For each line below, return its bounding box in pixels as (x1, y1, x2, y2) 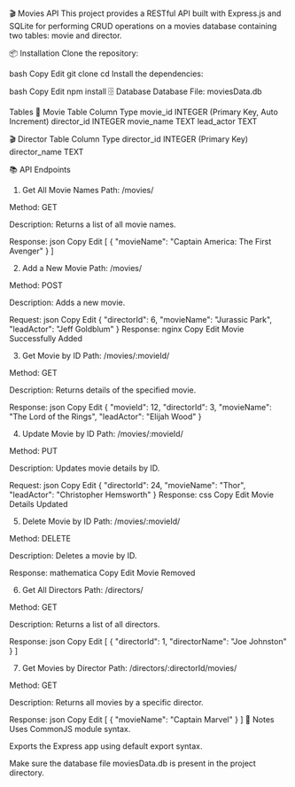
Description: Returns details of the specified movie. (9, 385, 197, 395)
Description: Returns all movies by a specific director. (9, 697, 204, 707)
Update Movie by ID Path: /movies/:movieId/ (21, 429, 183, 439)
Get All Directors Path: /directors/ (21, 585, 144, 595)
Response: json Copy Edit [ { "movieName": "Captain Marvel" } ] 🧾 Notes (9, 714, 275, 725)
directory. (9, 768, 44, 778)
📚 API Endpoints (9, 164, 71, 175)
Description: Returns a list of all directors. (9, 619, 160, 629)
